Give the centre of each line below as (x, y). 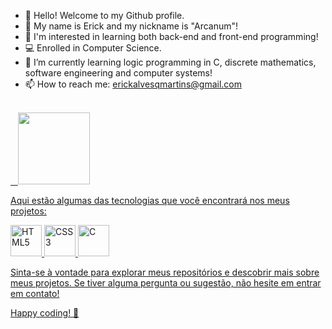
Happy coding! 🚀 (45, 313)
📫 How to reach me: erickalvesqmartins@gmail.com (133, 84)
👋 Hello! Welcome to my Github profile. (104, 15)
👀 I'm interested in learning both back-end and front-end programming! (171, 36)
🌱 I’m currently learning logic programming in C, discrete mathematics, (170, 62)
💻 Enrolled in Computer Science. (93, 48)
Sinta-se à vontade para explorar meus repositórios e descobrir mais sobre (165, 272)
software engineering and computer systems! (118, 73)
